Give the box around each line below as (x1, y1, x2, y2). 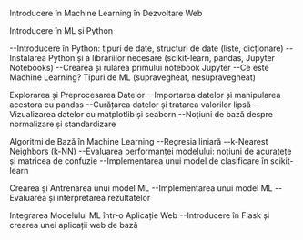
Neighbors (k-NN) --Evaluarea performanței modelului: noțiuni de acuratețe (9, 145, 292, 156)
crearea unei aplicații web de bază (9, 220, 138, 230)
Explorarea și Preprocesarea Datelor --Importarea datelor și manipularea (9, 90, 281, 100)
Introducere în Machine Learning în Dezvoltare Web (9, 8, 203, 18)
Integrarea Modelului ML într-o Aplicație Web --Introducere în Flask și (9, 210, 270, 221)
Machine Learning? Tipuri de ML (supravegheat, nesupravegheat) (9, 72, 257, 83)
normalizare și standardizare (9, 118, 116, 129)
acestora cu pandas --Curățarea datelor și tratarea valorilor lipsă (9, 99, 252, 110)
